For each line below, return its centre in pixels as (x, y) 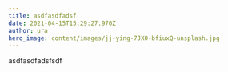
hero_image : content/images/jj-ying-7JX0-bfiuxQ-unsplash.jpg (114, 38)
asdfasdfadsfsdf (35, 61)
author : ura (28, 30)
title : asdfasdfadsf (43, 16)
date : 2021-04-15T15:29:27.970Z (62, 23)
